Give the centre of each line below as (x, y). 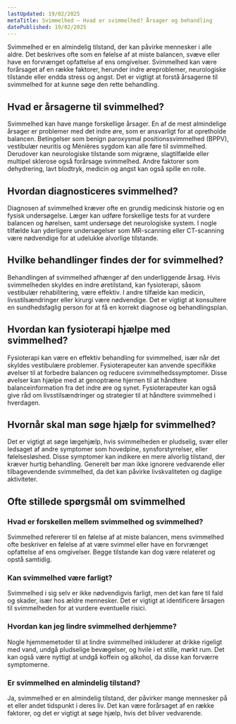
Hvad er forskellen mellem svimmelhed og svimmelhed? (105, 521)
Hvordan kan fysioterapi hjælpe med (89, 330)
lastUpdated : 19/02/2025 (44, 14)
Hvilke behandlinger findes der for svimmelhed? (116, 260)
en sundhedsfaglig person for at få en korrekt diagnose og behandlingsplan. (118, 307)
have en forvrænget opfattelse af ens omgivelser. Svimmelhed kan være (112, 62)
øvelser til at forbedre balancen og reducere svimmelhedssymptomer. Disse (117, 372)
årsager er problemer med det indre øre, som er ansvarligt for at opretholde (117, 131)
